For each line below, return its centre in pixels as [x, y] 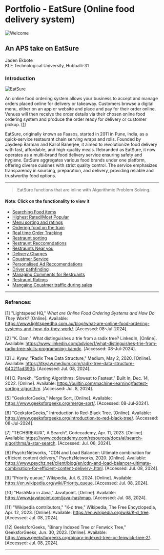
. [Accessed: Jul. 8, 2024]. [67, 388]
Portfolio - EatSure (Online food [70, 9]
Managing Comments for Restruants [49, 275]
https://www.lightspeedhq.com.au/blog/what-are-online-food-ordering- [77, 323]
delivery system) [40, 19]
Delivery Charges [30, 254]
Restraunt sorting [30, 238]
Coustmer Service [30, 259]
